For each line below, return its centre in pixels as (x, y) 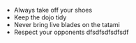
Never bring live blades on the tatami (67, 25)
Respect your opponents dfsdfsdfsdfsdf (71, 32)
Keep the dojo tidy (40, 17)
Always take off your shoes (53, 10)
